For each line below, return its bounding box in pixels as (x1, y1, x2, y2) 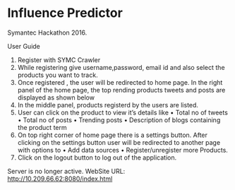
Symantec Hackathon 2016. (7, 28, 88, 37)
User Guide (7, 42, 41, 50)
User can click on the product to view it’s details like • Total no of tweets (17, 108, 228, 117)
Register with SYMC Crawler (17, 55, 101, 64)
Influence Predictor (7, 5, 123, 21)
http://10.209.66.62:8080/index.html (7, 174, 113, 183)
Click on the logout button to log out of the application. (17, 153, 177, 162)
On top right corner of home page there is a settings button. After (17, 131, 208, 139)
